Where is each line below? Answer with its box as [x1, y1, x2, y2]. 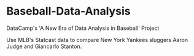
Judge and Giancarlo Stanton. [6, 43, 82, 50]
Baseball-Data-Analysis [6, 4, 131, 18]
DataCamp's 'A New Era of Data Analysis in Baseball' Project [6, 24, 160, 32]
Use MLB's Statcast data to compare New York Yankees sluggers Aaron [6, 36, 188, 43]
